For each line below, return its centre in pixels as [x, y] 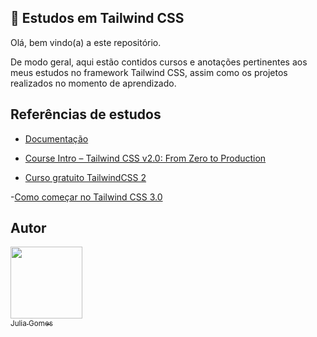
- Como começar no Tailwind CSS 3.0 [86, 197]
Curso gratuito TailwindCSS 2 [85, 177]
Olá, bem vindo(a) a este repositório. [86, 42]
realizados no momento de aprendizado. [93, 83]
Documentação [56, 138]
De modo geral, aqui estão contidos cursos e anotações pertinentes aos [159, 62]
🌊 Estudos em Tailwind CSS [97, 18]
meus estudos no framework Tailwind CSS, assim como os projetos [149, 72]
